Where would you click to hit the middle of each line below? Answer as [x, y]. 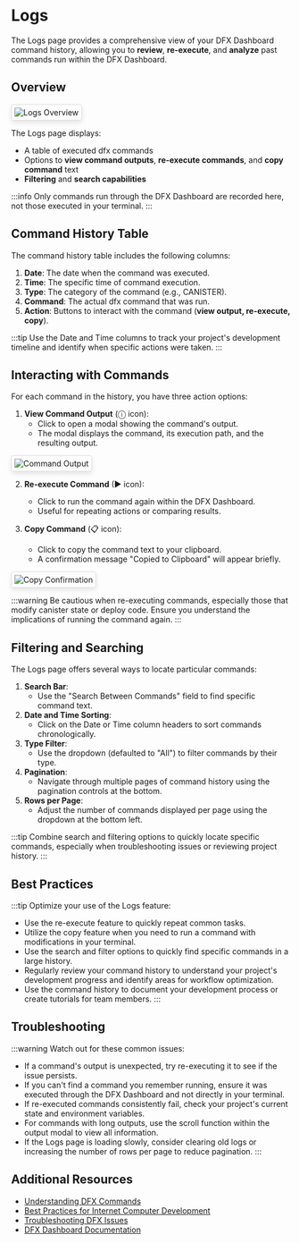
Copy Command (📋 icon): [73, 529]
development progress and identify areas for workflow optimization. [149, 980]
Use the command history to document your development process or [151, 989]
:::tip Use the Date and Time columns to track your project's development [146, 337]
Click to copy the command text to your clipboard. [129, 550]
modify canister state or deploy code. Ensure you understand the [131, 610]
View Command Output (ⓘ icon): [86, 414]
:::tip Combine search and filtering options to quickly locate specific [135, 837]
